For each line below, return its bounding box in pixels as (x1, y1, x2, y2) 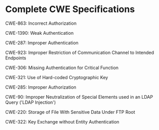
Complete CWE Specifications (5, 4, 135, 15)
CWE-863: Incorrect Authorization (5, 20, 77, 26)
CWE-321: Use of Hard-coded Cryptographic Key (5, 74, 108, 80)
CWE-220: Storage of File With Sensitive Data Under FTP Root (5, 109, 135, 115)
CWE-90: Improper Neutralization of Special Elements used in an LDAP (5, 94, 153, 100)
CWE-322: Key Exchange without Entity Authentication (5, 118, 120, 124)
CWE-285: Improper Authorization (5, 84, 77, 90)
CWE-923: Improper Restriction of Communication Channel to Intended (5, 49, 154, 55)
